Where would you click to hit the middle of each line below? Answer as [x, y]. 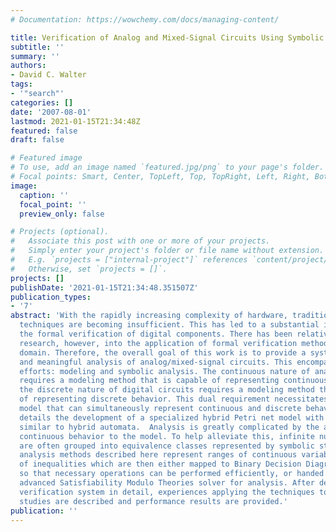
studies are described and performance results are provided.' [153, 501]
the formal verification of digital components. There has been [156, 334]
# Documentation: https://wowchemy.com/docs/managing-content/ [145, 19]
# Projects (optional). [60, 232]
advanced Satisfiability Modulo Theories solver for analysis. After [167, 483]
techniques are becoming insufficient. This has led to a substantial [169, 325]
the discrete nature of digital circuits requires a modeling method [167, 390]
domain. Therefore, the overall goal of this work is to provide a [163, 352]
